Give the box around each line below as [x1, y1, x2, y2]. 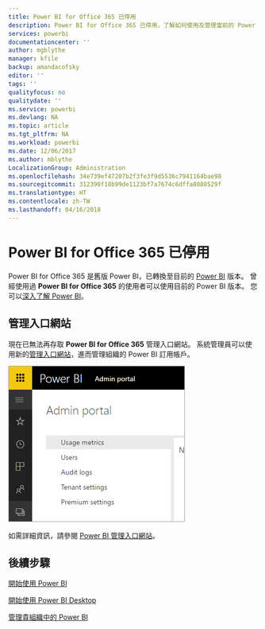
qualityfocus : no [8, 88, 66, 96]
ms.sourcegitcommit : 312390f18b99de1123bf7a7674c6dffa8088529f [8, 181, 222, 188]
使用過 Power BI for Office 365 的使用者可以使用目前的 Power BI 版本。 [14, 281, 249, 290]
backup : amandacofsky [8, 64, 80, 72]
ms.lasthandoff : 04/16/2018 [8, 206, 102, 214]
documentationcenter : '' [8, 38, 90, 46]
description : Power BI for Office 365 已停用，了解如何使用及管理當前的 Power [8, 21, 256, 29]
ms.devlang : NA [8, 114, 59, 122]
